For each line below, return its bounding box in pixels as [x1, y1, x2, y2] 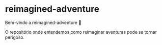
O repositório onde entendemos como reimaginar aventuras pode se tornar [5, 29, 157, 35]
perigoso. [5, 34, 25, 40]
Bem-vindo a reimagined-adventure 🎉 [5, 20, 82, 25]
